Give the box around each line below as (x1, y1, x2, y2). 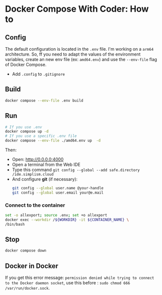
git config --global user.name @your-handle (12, 186, 104, 191)
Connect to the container (5, 201, 65, 208)
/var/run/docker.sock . (5, 285, 50, 291)
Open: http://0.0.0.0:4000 (12, 157, 64, 162)
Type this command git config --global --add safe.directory (12, 167, 140, 173)
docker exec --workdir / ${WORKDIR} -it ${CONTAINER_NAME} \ (5, 217, 130, 222)
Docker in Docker (5, 262, 59, 270)
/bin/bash (5, 222, 25, 227)
